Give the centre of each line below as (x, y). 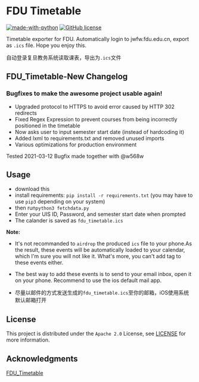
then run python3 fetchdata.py (52, 208)
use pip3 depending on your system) (60, 202)
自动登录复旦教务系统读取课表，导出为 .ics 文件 (64, 57)
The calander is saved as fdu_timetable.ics (69, 221)
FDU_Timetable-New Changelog (67, 76)
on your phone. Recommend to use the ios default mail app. (88, 280)
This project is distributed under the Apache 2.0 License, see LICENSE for (96, 334)
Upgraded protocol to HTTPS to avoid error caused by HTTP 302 (94, 107)
